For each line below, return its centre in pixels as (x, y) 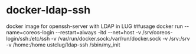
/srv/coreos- (158, 32)
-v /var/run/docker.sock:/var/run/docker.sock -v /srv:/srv (120, 38)
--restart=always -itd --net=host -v (98, 32)
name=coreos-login (30, 32)
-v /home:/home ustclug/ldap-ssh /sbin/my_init (63, 45)
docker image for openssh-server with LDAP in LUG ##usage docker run (94, 26)
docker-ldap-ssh (48, 10)
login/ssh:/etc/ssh (28, 38)
